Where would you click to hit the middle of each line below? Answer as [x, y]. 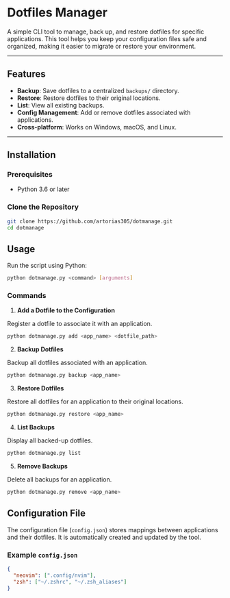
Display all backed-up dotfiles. [50, 440]
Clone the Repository [43, 207]
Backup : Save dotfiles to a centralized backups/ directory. [98, 90]
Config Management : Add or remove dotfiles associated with [104, 112]
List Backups [36, 427]
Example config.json [42, 555]
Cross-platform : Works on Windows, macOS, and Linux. [97, 127]
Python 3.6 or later [43, 189]
